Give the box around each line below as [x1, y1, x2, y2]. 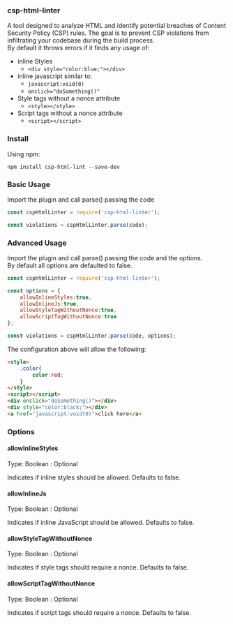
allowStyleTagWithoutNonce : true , [20, 306, 117, 314]
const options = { [7, 287, 61, 295]
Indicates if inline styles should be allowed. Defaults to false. [7, 473, 181, 482]
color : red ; [32, 371, 64, 378]
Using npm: [7, 149, 40, 158]
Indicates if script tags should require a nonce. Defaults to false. [7, 608, 192, 616]
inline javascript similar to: [17, 72, 93, 80]
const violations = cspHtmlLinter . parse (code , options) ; [7, 332, 176, 340]
